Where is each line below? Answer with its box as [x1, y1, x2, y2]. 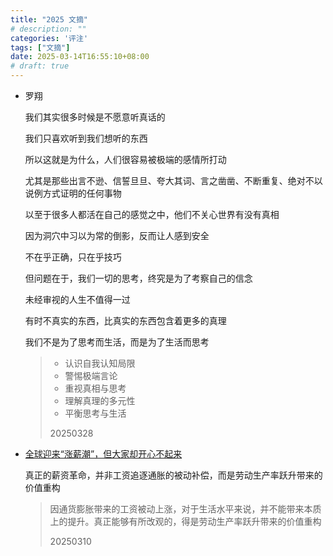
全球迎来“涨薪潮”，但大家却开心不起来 [24, 448, 183, 460]
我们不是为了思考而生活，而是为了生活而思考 [24, 336, 210, 348]
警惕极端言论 [64, 370, 118, 381]
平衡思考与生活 [64, 407, 127, 419]
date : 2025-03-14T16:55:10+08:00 [10, 52, 150, 62]
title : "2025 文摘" [10, 14, 89, 25]
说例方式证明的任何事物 [24, 187, 122, 199]
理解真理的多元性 [64, 395, 136, 406]
